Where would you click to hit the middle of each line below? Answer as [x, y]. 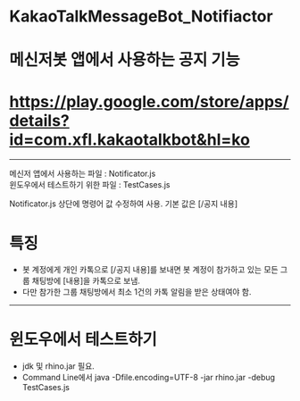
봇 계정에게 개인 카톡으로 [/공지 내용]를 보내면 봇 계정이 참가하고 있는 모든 [150, 270]
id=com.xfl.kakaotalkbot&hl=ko [129, 139]
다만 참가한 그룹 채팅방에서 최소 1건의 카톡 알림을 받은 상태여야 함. [137, 292]
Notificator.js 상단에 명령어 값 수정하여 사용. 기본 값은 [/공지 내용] [124, 204]
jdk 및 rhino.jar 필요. [58, 366]
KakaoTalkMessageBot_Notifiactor [142, 17]
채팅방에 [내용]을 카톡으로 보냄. [86, 281]
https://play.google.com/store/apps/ [149, 101]
